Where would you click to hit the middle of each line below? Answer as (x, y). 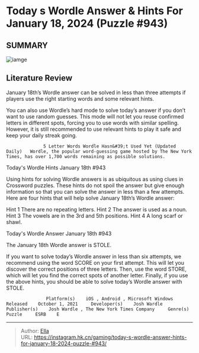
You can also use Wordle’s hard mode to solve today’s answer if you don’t (96, 110)
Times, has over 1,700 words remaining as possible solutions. (86, 156)
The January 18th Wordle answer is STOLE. (59, 245)
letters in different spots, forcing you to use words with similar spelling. (93, 123)
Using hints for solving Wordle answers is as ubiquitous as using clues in (95, 179)
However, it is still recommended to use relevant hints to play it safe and (94, 129)
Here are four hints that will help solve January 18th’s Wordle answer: (90, 198)
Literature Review (39, 78)
